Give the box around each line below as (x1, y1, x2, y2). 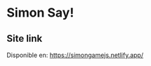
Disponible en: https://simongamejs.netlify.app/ (6, 51, 144, 59)
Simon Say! (6, 5, 74, 21)
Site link (6, 33, 43, 44)
